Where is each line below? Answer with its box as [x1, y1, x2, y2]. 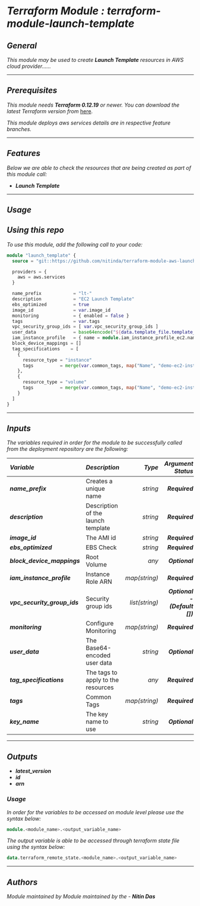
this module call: [7, 170, 47, 178]
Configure [85, 619, 114, 628]
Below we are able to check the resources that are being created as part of [7, 164, 192, 171]
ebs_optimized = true [12, 301, 90, 307]
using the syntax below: [7, 843, 65, 851]
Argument [164, 460, 193, 468]
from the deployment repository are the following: [7, 446, 128, 453]
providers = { [12, 269, 47, 275]
